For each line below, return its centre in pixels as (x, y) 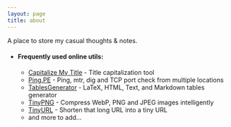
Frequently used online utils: (60, 56)
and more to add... (55, 117)
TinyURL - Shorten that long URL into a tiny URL (98, 109)
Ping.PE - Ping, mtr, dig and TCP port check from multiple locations (126, 80)
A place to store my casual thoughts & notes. (72, 40)
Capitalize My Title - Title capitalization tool (91, 72)
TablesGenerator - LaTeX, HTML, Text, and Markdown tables (116, 87)
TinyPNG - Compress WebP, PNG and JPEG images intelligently (121, 102)
